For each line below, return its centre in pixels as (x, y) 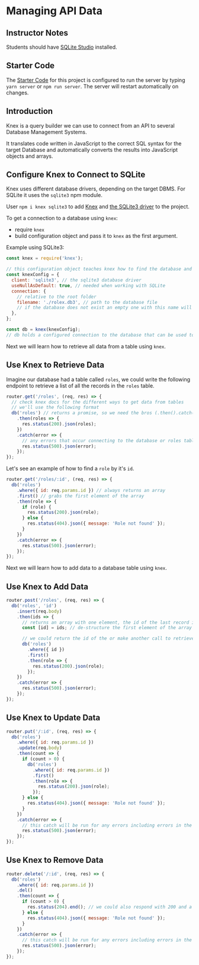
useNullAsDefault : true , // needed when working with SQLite (89, 285)
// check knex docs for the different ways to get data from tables (98, 402)
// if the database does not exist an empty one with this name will (105, 308)
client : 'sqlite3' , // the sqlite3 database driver (77, 280)
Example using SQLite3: (35, 247)
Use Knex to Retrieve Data (55, 365)
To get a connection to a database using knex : (62, 218)
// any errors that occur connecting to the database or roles (102, 440)
